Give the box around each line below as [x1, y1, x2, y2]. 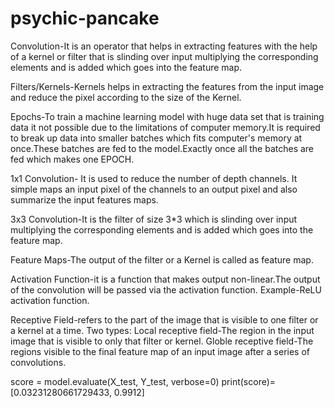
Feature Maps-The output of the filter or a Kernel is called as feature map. [10, 253, 314, 266]
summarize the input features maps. [10, 193, 159, 206]
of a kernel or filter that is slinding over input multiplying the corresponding [10, 50, 319, 62]
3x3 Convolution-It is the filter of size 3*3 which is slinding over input [10, 213, 298, 225]
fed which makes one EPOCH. [10, 153, 135, 165]
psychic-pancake [10, 7, 160, 30]
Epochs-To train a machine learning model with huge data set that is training [10, 110, 325, 122]
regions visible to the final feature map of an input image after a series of [10, 345, 311, 357]
